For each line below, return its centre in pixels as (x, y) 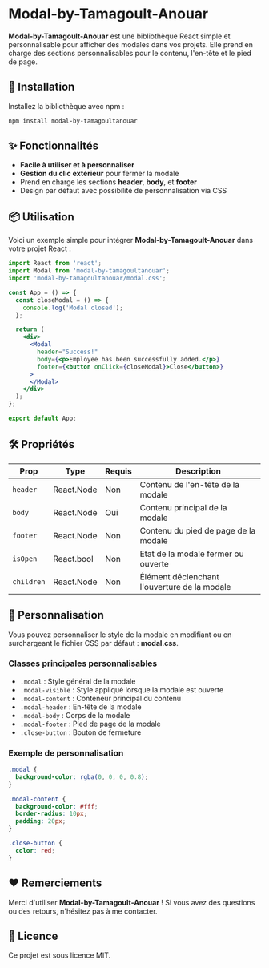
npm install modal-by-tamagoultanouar (73, 121)
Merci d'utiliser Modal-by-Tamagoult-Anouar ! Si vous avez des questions (132, 902)
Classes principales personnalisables (83, 663)
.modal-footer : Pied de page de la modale (90, 724)
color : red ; (36, 850)
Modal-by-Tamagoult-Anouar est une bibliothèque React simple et (119, 36)
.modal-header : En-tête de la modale (80, 707)
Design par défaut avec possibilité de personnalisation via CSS (123, 191)
